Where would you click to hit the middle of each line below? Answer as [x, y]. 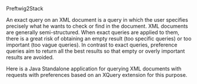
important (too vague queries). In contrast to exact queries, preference [92, 45]
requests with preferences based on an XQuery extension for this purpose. [97, 75]
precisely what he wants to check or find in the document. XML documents [97, 26]
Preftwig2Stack [25, 9]
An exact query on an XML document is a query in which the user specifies [97, 20]
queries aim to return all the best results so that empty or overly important [96, 51]
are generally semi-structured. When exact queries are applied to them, [93, 32]
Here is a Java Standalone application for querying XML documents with [94, 69]
